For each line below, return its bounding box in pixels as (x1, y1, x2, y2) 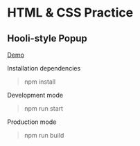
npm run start (24, 104, 64, 112)
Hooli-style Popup (7, 33, 88, 44)
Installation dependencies (7, 64, 81, 72)
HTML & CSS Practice (7, 5, 134, 21)
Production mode (7, 118, 57, 126)
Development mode (7, 91, 64, 99)
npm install (24, 77, 56, 86)
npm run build (24, 131, 64, 139)
